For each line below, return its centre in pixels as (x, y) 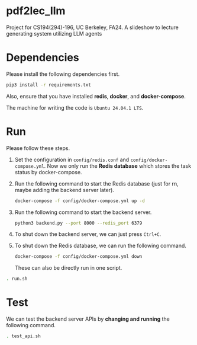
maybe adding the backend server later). (64, 190)
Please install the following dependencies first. (63, 74)
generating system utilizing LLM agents (54, 33)
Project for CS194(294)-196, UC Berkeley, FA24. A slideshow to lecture (92, 27)
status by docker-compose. (48, 172)
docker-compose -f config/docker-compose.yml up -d (80, 201)
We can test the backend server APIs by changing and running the (88, 319)
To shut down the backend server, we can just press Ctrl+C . (88, 234)
